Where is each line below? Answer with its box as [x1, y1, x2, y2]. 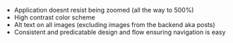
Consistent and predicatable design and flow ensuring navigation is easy [13, 28, 226, 36]
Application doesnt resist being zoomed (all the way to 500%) [13, 6, 194, 14]
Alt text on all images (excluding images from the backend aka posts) [13, 21, 215, 28]
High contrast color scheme [13, 13, 95, 21]
